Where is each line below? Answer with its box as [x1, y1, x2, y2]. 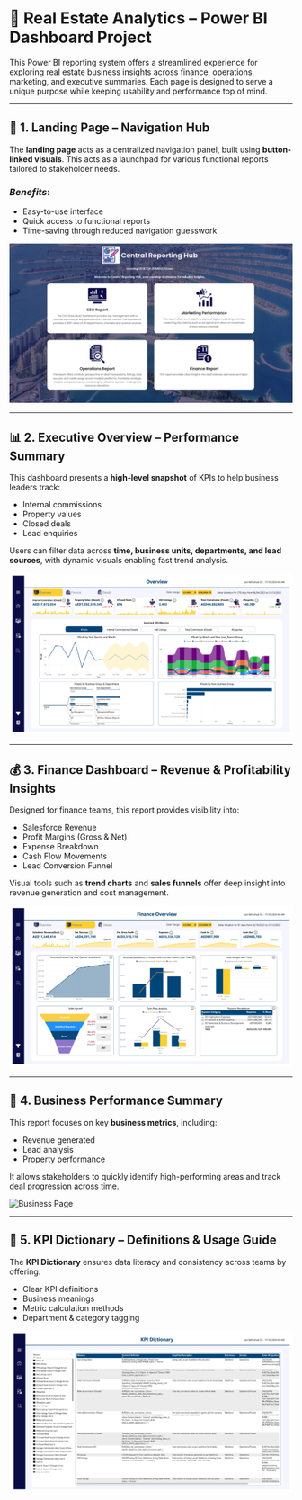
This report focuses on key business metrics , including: [9, 1117, 218, 1127]
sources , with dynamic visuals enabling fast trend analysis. [9, 555, 229, 566]
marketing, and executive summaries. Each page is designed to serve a [9, 76, 274, 86]
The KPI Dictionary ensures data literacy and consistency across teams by [9, 1256, 287, 1267]
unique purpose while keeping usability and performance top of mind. [9, 85, 268, 96]
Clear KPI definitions [22, 1283, 99, 1294]
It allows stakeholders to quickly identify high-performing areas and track [9, 1171, 281, 1181]
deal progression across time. [9, 1181, 120, 1191]
